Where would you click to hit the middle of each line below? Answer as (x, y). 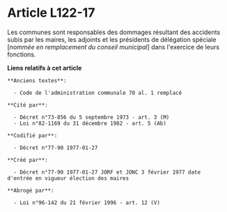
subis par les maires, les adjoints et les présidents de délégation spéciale (112, 39)
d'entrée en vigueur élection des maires (68, 178)
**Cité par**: (28, 105)
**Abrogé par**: (31, 190)
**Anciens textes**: (37, 81)
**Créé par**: (28, 160)
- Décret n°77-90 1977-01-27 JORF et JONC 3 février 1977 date (107, 172)
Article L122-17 (51, 13)
